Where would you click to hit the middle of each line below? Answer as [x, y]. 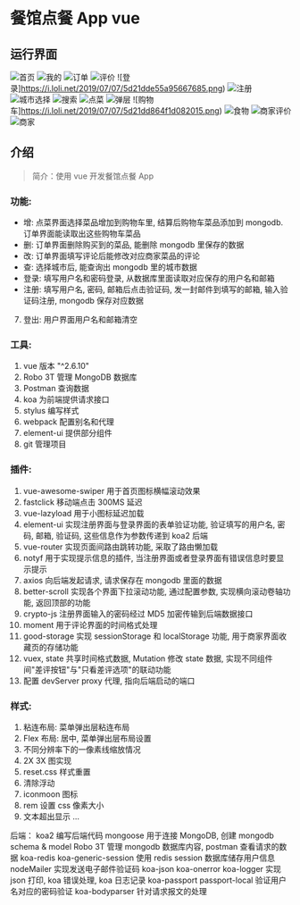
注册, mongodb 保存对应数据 [91, 301]
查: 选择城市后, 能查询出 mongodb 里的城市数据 [110, 267]
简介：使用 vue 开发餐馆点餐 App [93, 176]
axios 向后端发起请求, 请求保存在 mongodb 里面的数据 [122, 580]
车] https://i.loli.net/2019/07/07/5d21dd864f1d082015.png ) [116, 111]
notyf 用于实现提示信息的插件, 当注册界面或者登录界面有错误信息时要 [150, 557]
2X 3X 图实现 [47, 761]
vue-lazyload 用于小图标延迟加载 [83, 513]
